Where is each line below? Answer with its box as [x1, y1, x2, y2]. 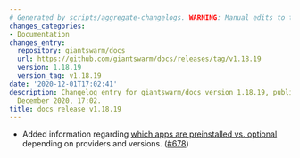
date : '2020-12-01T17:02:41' [9, 79, 118, 88]
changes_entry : [9, 37, 66, 47]
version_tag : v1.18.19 [17, 71, 102, 80]
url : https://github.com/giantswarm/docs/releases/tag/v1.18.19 [17, 54, 262, 63]
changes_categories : [9, 21, 87, 30]
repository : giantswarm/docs [17, 46, 126, 55]
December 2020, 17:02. [17, 96, 102, 105]
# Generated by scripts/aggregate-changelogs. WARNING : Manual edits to [9, 12, 286, 22]
